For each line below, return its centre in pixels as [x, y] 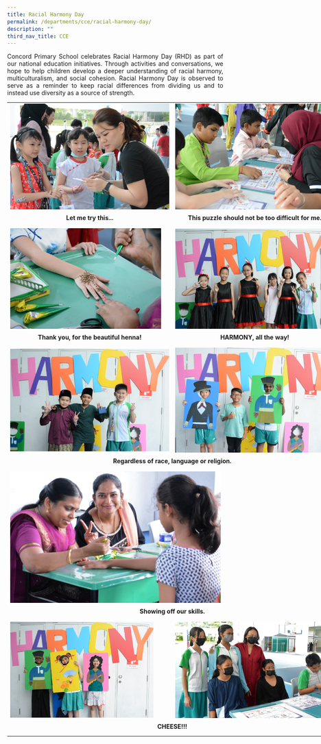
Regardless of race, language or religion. [172, 461]
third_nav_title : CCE [38, 36]
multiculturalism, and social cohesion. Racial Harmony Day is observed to [115, 78]
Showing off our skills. [172, 611]
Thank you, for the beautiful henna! [90, 337]
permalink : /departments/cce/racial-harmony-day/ [80, 22]
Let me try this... [90, 218]
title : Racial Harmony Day [46, 14]
